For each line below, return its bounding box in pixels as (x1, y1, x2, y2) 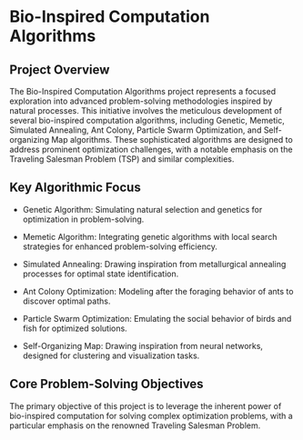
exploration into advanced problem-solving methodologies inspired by (9, 95, 273, 106)
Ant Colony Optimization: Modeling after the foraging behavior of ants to (22, 285, 294, 296)
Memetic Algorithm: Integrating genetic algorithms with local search (22, 231, 278, 242)
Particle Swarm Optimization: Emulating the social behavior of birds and (22, 313, 292, 324)
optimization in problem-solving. (22, 214, 145, 225)
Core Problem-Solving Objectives (9, 376, 204, 392)
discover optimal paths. (22, 295, 111, 306)
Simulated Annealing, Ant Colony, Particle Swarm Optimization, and (9, 125, 262, 135)
